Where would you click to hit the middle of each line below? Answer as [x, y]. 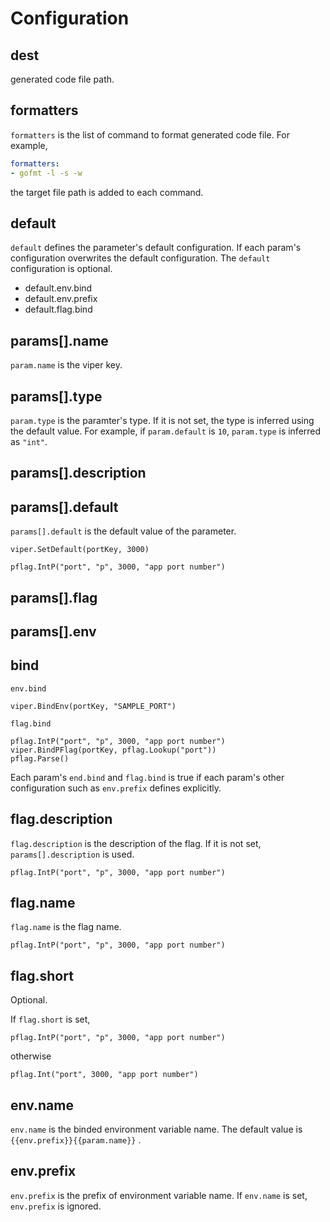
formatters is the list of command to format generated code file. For [150, 134]
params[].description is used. [72, 854]
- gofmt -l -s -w [46, 173]
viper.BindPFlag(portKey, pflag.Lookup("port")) [113, 750]
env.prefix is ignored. [56, 1206]
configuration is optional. [61, 269]
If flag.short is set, [50, 1019]
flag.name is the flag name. [66, 927]
